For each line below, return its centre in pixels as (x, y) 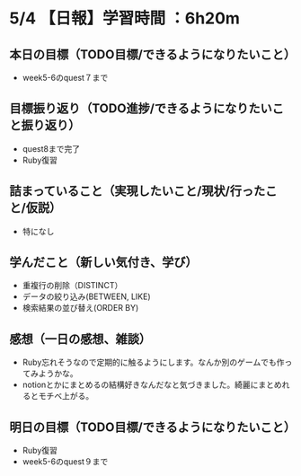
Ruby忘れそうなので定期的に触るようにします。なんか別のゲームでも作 (153, 362)
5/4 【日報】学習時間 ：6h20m (125, 18)
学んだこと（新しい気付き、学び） (103, 263)
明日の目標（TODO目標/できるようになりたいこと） (153, 427)
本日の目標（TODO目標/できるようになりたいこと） (153, 54)
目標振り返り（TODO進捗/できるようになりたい (141, 109)
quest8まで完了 (51, 148)
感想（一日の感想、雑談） (80, 339)
